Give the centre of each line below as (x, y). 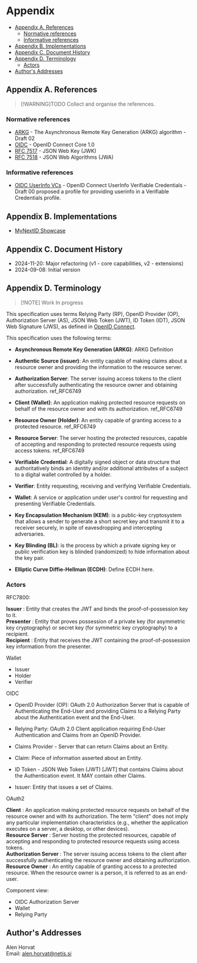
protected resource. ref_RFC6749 (55, 426)
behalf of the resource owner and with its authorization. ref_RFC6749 (98, 409)
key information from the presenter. (49, 647)
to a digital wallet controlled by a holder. (63, 474)
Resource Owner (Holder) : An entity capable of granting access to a (98, 420)
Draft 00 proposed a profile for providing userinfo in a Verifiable (92, 192)
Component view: (27, 890)
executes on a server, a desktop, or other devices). (68, 829)
